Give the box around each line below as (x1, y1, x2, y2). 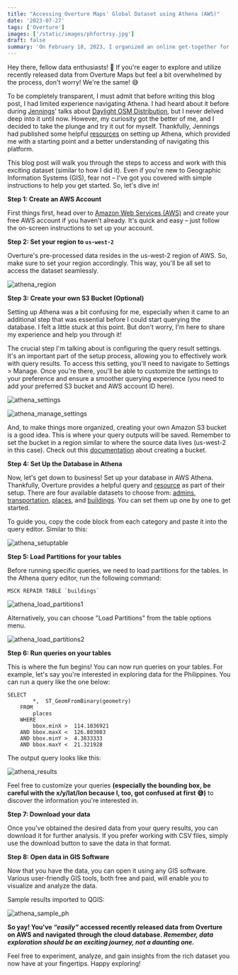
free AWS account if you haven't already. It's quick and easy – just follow (7, 216, 220, 225)
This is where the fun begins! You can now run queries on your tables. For (7, 662, 223, 671)
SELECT (7, 691, 27, 699)
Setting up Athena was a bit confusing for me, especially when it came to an (7, 308, 229, 316)
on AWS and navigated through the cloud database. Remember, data (7, 930, 214, 939)
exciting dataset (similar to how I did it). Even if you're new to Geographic (7, 166, 221, 174)
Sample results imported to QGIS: (7, 895, 105, 903)
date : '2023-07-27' (7, 17, 65, 24)
